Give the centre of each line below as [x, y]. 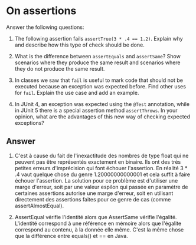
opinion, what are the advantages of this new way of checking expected [102, 117]
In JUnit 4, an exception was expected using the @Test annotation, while [102, 104]
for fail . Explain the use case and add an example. [77, 92]
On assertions [41, 11]
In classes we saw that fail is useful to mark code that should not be [99, 80]
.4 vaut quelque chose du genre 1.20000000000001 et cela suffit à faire [102, 174]
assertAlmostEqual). [39, 206]
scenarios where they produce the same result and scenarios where [98, 62]
